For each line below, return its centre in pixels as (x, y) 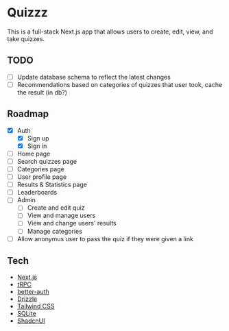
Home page (34, 154)
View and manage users (61, 216)
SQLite (26, 314)
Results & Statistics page (52, 185)
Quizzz (27, 13)
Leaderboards (37, 193)
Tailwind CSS (36, 306)
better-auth (33, 292)
